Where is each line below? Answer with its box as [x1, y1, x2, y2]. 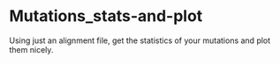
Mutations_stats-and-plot [9, 6, 203, 26]
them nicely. [9, 44, 54, 54]
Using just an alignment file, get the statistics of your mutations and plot [9, 35, 271, 46]
